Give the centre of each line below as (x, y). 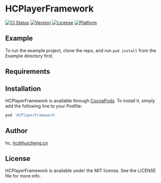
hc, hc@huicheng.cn (27, 143)
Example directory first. (29, 56)
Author (16, 131)
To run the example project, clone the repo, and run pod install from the (81, 50)
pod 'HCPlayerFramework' (31, 115)
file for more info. (23, 176)
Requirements (28, 71)
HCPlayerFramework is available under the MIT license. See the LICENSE (81, 170)
